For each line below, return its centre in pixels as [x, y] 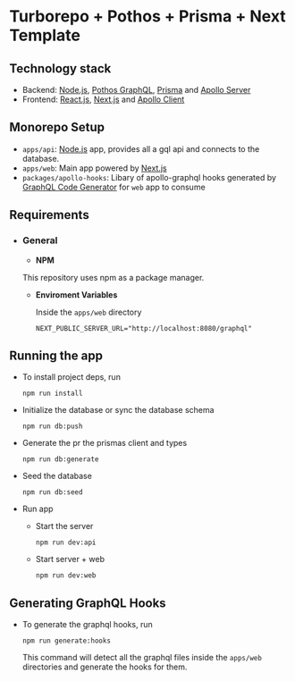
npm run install [52, 394]
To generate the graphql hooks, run [88, 625]
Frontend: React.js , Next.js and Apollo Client [103, 99]
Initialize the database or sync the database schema [118, 410]
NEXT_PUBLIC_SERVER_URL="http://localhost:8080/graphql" [144, 328]
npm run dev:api [66, 542]
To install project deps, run [71, 377]
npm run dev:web [66, 576]
